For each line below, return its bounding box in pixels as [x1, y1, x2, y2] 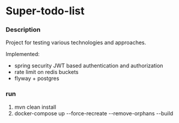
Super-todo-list [5, 4, 85, 18]
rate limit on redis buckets [14, 69, 79, 76]
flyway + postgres [14, 75, 59, 82]
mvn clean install [14, 103, 56, 110]
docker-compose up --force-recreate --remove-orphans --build [14, 109, 174, 117]
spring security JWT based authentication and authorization [14, 62, 163, 69]
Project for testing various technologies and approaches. [5, 39, 147, 46]
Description [5, 26, 41, 34]
